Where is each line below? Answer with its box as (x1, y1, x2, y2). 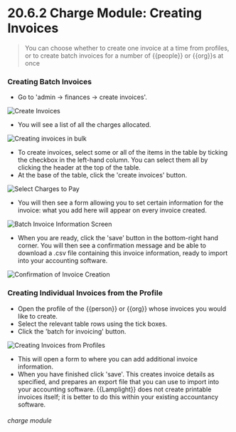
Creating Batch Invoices (7, 76, 92, 86)
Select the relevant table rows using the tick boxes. (17, 319, 168, 328)
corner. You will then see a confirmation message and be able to (17, 241, 207, 250)
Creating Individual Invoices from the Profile (7, 288, 163, 298)
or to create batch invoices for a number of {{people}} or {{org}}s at (24, 51, 224, 60)
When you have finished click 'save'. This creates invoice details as (17, 369, 215, 379)
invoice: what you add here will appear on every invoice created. (17, 206, 208, 215)
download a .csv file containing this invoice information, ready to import (17, 249, 228, 257)
